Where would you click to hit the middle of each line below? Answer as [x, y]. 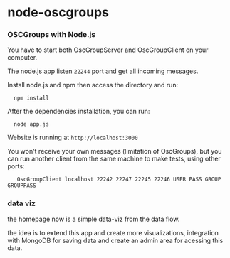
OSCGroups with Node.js [52, 35]
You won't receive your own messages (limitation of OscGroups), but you [115, 151]
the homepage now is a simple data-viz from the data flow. [94, 219]
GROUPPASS [22, 186]
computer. [22, 58]
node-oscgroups [58, 12]
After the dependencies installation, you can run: [79, 112]
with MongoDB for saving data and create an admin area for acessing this [115, 240]
